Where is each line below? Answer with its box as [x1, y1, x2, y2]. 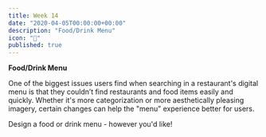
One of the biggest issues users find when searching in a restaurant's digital [8, 79, 259, 88]
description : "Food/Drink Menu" [8, 26, 115, 34]
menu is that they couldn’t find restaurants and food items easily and [8, 87, 233, 96]
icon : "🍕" [8, 33, 41, 42]
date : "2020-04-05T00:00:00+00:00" [8, 19, 127, 27]
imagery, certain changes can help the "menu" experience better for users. [8, 104, 255, 114]
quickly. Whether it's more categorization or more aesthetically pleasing [8, 96, 244, 105]
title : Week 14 [8, 11, 59, 20]
